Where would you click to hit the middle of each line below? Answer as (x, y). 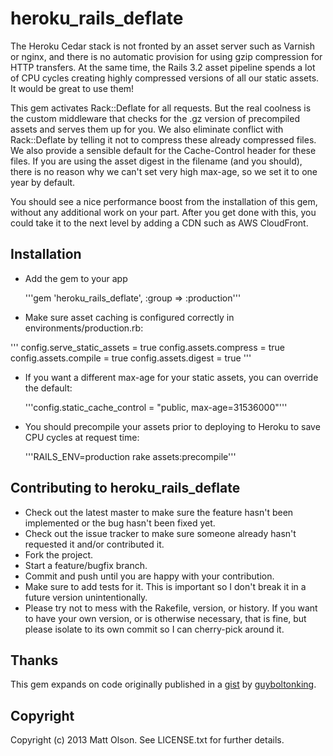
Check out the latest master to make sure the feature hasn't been (159, 512)
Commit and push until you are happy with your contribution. (149, 576)
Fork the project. (59, 554)
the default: (48, 388)
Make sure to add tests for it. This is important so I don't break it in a (165, 586)
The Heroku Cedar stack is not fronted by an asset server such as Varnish (162, 46)
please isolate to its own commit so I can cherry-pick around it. (154, 629)
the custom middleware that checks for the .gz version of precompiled (155, 118)
